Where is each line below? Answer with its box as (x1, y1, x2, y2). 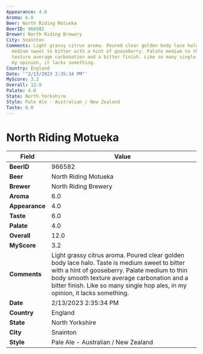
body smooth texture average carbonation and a (51, 274, 188, 282)
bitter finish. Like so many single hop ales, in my (51, 281, 187, 290)
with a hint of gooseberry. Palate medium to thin (51, 266, 188, 275)
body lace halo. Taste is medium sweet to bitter (51, 258, 185, 267)
